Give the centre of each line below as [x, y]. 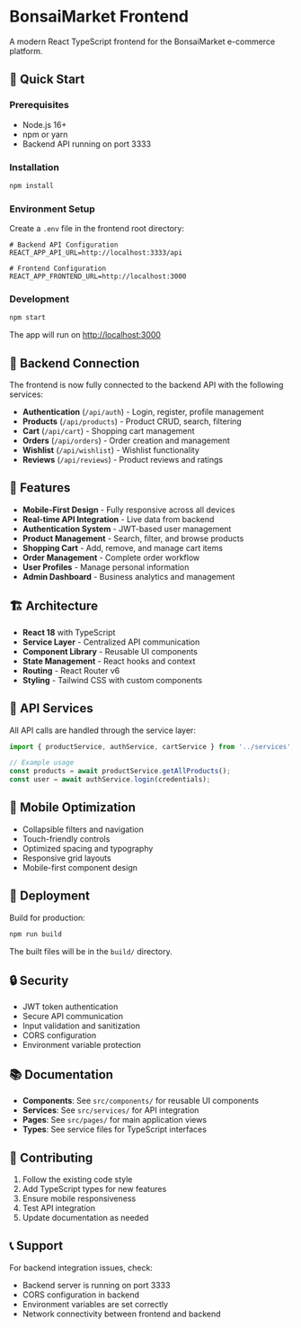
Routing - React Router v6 [71, 670]
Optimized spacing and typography [88, 848]
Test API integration [59, 1207]
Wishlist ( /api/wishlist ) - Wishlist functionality [111, 450]
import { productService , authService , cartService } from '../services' [150, 746]
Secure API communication [73, 1016]
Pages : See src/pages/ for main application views [115, 1120]
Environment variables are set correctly [95, 1304]
